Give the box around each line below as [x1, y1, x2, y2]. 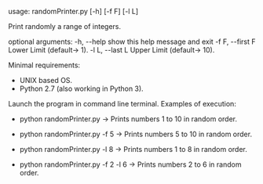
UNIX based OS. [19, 76, 73, 85]
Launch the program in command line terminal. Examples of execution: [8, 99, 237, 108]
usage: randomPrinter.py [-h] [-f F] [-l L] [8, 7, 139, 16]
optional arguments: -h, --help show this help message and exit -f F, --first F [8, 37, 257, 46]
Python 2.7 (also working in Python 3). [19, 84, 144, 93]
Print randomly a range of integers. [8, 22, 122, 31]
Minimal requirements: [8, 60, 81, 70]
